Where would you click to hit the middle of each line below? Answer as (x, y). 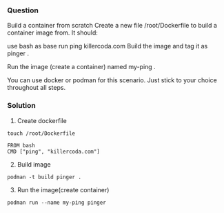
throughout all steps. (37, 88)
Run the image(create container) (63, 189)
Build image (34, 164)
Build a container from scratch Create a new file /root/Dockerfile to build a (112, 26)
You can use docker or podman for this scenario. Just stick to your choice (112, 80)
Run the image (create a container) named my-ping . (82, 67)
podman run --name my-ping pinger (57, 203)
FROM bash (21, 145)
